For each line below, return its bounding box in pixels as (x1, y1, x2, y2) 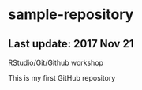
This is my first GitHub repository (8, 73, 116, 82)
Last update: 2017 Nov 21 (8, 37, 134, 51)
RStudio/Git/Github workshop (8, 58, 104, 67)
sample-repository (8, 6, 134, 24)
